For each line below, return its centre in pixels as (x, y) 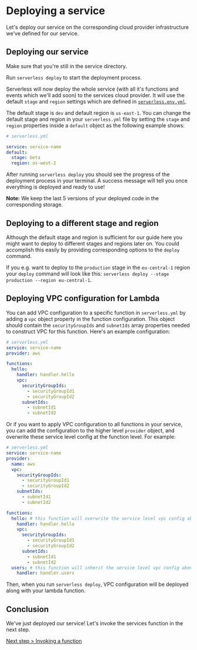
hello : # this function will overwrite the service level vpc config (98, 518)
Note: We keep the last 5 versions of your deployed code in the (83, 198)
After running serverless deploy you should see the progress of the (88, 174)
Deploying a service (56, 11)
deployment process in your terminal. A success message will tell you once (97, 181)
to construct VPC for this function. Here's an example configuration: (88, 331)
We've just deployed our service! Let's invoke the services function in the (95, 624)
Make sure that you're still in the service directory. (67, 66)
